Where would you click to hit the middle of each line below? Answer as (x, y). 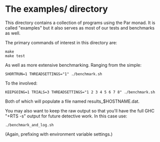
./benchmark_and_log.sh (30, 125)
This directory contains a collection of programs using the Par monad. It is (80, 23)
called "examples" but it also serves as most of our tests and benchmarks (80, 28)
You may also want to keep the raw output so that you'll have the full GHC (80, 111)
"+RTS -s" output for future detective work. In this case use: (66, 116)
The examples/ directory (57, 9)
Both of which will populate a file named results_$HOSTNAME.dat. (72, 101)
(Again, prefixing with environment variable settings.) (59, 134)
